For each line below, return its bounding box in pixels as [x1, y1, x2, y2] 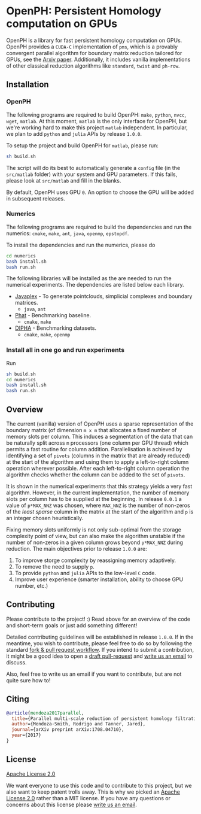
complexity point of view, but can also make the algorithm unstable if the [6, 533, 185, 540]
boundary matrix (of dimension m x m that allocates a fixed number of [6, 427, 177, 434]
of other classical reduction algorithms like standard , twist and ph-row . [6, 62, 180, 69]
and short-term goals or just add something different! [6, 621, 138, 629]
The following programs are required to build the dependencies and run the [6, 223, 192, 230]
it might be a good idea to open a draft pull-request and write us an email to [6, 652, 193, 660]
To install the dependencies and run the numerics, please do [6, 241, 156, 248]
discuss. [6, 658, 27, 666]
